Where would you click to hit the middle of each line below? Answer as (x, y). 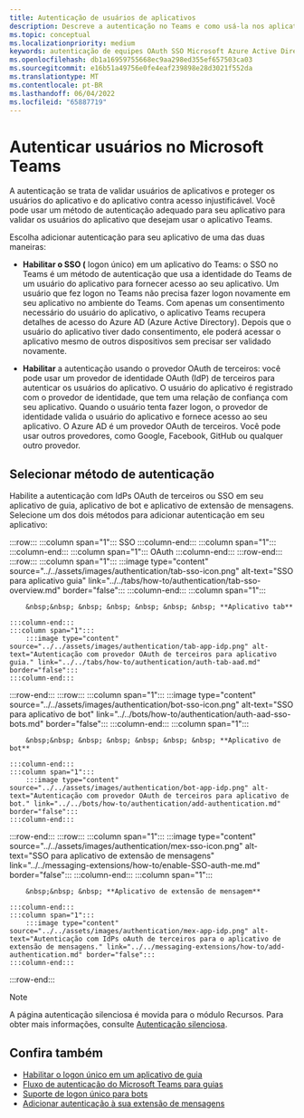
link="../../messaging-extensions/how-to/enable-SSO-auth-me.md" (135, 865)
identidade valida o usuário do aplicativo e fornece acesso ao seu (145, 416)
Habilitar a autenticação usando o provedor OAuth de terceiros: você (152, 368)
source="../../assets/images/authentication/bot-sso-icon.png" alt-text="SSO (152, 705)
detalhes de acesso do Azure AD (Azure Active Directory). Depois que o (157, 322)
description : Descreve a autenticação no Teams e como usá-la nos (137, 26)
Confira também (57, 1052)
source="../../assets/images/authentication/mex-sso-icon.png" (126, 846)
